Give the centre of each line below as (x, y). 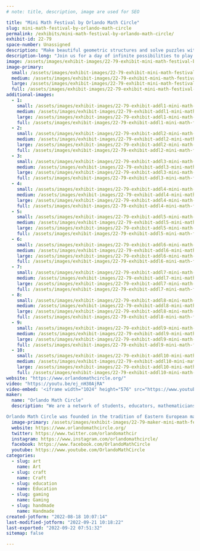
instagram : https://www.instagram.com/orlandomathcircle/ (85, 439)
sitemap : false (25, 533)
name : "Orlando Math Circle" (48, 400)
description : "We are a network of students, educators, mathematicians (104, 406)
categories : (21, 456)
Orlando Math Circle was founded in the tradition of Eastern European (97, 417)
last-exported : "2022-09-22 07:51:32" (54, 528)
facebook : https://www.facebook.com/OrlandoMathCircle (81, 445)
